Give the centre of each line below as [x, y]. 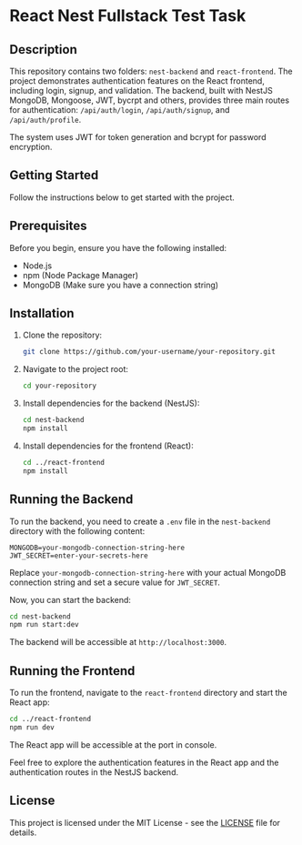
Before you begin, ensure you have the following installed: [118, 247]
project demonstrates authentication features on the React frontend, [137, 81]
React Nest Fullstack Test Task [128, 16]
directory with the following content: [77, 531]
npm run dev [32, 727]
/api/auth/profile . [45, 120]
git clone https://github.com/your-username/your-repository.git [149, 352]
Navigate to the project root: [75, 369]
